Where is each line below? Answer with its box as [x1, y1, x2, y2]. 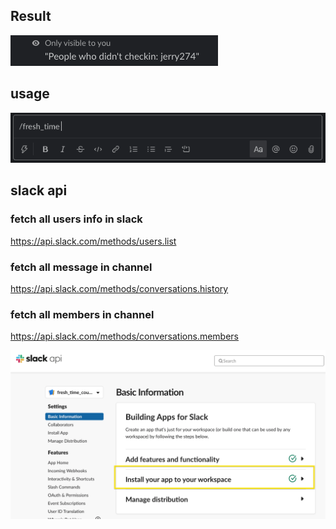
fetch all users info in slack [10, 212, 143, 226]
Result [10, 8, 52, 25]
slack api [10, 182, 68, 199]
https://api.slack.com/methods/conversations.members [10, 330, 240, 343]
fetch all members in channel [10, 307, 155, 321]
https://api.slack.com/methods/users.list [10, 235, 177, 247]
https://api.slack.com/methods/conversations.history [10, 282, 229, 294]
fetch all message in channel [10, 260, 153, 274]
